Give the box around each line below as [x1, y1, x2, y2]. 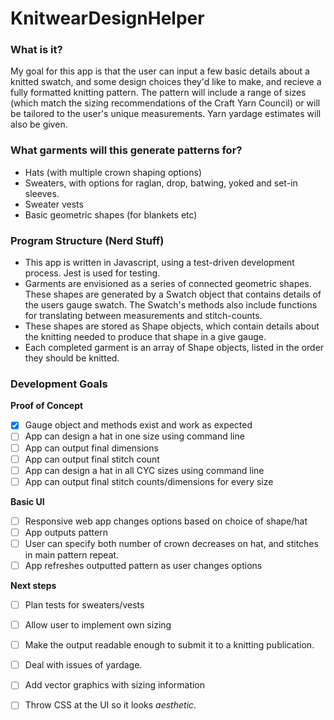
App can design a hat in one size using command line [24, 430, 245, 442]
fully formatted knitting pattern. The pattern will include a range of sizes [10, 87, 307, 99]
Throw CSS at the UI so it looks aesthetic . [24, 699, 197, 711]
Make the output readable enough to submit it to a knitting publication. [24, 639, 315, 651]
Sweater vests [24, 198, 84, 210]
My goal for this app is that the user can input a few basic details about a [10, 65, 310, 77]
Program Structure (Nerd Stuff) [10, 233, 165, 247]
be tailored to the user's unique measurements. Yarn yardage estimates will [10, 108, 322, 120]
